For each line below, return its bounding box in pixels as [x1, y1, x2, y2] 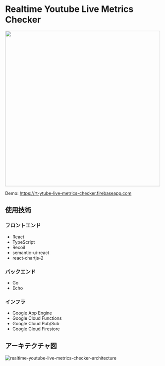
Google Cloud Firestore [12, 326, 60, 332]
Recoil [12, 244, 25, 250]
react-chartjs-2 [12, 255, 44, 261]
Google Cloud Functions [12, 315, 62, 321]
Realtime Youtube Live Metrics [5, 3, 134, 15]
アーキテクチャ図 [5, 342, 57, 350]
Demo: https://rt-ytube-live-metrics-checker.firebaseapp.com [5, 190, 132, 196]
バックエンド [5, 268, 36, 275]
